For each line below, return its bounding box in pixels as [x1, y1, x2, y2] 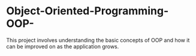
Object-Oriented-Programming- [6, 4, 169, 18]
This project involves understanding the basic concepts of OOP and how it [6, 36, 190, 43]
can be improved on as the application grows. [6, 43, 119, 50]
